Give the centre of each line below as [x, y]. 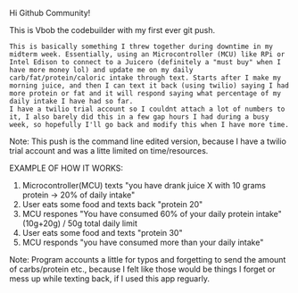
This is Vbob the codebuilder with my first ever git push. [112, 30]
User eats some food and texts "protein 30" [102, 233]
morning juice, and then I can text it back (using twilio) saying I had [149, 86]
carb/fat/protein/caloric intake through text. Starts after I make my [145, 78]
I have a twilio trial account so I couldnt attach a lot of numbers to [147, 109]
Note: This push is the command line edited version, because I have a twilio [148, 141]
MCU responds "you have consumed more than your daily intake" [143, 242]
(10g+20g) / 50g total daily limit [80, 223]
